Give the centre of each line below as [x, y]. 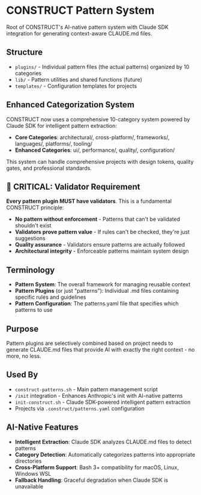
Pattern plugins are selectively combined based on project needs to [90, 343]
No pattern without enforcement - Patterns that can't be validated [97, 219]
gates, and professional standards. [49, 168]
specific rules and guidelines [50, 297]
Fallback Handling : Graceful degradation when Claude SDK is [91, 480]
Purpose [22, 328]
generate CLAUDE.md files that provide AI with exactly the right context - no [100, 349]
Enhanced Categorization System [70, 105]
